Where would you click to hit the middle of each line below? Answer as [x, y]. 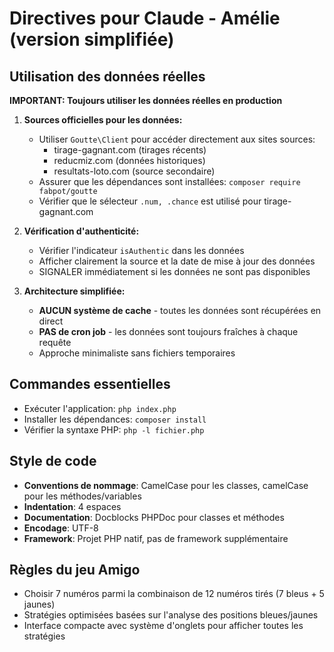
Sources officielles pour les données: [103, 120]
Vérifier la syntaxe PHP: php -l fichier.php [114, 429]
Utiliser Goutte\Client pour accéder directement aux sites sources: [177, 139]
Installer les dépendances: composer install [115, 419]
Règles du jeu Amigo [75, 570]
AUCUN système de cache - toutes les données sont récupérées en [180, 310]
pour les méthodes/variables [82, 496]
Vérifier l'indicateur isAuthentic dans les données [141, 250]
